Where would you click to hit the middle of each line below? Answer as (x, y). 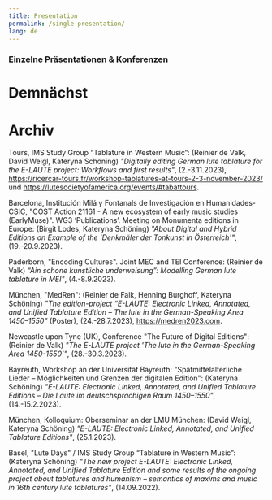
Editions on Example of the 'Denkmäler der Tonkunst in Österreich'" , (123, 237)
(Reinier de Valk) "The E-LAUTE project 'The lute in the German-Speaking (132, 346)
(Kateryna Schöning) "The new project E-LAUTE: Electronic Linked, (121, 462)
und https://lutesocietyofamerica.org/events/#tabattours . (104, 187)
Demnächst (48, 93)
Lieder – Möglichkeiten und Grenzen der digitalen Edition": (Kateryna (123, 378)
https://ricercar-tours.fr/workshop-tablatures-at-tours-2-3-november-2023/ (136, 179)
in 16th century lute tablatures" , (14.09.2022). (84, 488)
